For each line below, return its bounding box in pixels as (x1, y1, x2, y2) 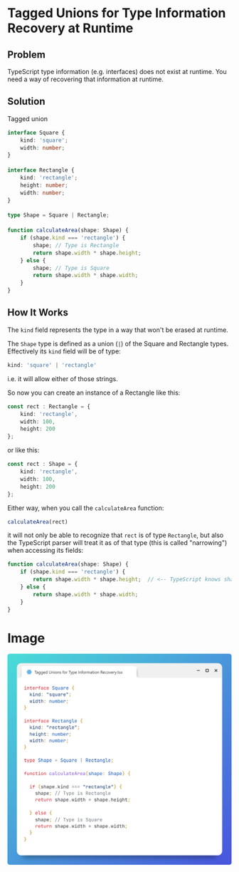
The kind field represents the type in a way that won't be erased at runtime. (7, 326, 229, 334)
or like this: (7, 446, 40, 455)
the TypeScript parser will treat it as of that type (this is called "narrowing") (7, 539, 228, 547)
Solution (7, 95, 46, 108)
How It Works (7, 306, 69, 318)
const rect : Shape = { (7, 461, 78, 468)
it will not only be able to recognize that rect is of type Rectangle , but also (7, 531, 224, 539)
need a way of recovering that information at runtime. (7, 75, 164, 83)
